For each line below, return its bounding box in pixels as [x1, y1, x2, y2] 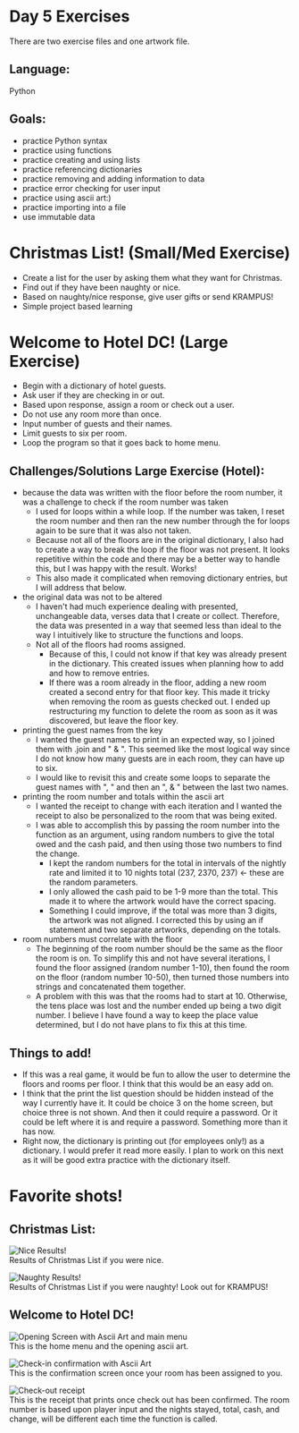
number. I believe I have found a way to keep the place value [35, 1010, 259, 1021]
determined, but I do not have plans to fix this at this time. [35, 1020, 248, 1030]
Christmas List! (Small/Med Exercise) [9, 242, 291, 263]
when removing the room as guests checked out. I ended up [48, 696, 270, 708]
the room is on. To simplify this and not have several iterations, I [35, 953, 270, 963]
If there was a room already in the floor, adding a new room [48, 677, 267, 688]
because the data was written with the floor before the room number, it [21, 488, 283, 498]
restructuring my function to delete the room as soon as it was [48, 706, 278, 716]
